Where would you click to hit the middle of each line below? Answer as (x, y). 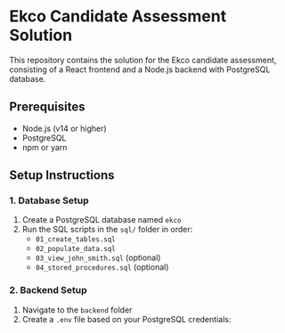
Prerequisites (47, 107)
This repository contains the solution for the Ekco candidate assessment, (143, 60)
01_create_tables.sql (75, 240)
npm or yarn (45, 147)
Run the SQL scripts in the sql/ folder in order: (107, 230)
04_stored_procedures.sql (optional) (102, 267)
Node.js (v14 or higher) (64, 128)
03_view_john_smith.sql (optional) (98, 258)
